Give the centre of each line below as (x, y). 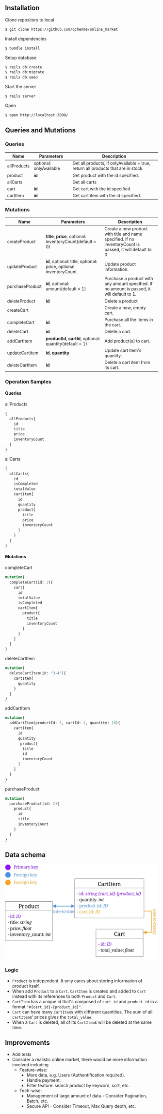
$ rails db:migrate (25, 72)
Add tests (22, 1054)
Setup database (21, 58)
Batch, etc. (37, 1101)
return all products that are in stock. (108, 168)
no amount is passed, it (127, 289)
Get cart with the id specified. (102, 189)
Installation (22, 8)
